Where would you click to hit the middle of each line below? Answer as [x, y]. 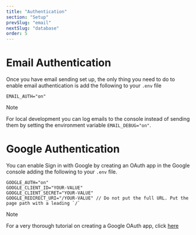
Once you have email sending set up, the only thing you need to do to [91, 79]
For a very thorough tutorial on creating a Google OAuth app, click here [92, 226]
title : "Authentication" [37, 12]
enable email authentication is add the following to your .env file [84, 86]
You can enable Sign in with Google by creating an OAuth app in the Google [98, 165]
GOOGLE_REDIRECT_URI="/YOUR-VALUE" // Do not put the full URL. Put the [97, 198]
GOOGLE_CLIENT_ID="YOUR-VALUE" [45, 188]
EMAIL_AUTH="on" [26, 96]
